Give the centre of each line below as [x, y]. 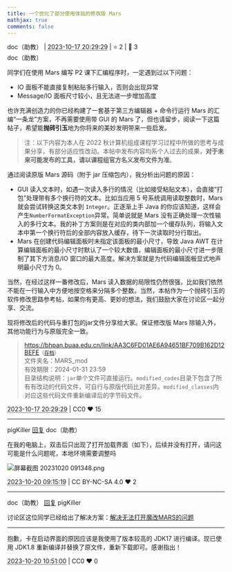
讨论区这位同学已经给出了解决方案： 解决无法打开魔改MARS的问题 [101, 517]
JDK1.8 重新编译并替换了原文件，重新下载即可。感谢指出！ [98, 547]
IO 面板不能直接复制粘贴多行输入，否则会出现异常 [88, 87]
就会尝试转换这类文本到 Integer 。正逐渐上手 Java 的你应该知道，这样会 [119, 207]
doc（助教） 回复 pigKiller [44, 503]
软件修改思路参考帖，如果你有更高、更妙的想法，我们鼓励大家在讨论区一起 [113, 299]
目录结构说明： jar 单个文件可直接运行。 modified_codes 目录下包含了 [120, 378]
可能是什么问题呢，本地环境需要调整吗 [61, 454]
